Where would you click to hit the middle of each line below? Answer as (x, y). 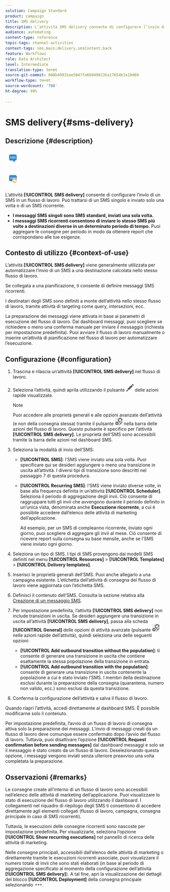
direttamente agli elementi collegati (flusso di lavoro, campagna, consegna (83, 811)
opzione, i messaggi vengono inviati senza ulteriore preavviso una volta (80, 756)
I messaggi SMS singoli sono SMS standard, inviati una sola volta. (83, 215)
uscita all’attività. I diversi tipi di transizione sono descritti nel (83, 470)
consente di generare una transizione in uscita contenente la (83, 672)
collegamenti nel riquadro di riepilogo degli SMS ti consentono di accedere (83, 806)
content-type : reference (31, 38)
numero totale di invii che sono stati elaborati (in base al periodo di (75, 863)
